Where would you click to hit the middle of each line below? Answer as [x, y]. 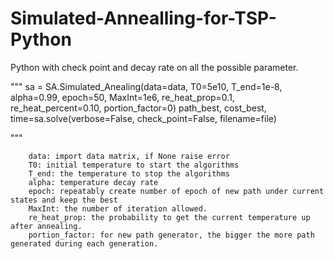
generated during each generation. [84, 243]
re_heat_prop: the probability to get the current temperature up [169, 217]
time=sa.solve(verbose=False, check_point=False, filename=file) [143, 118]
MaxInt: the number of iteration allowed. [118, 208]
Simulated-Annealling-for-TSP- [143, 18]
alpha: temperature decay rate [93, 182]
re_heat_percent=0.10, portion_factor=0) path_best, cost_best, [138, 108]
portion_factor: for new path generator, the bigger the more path [171, 235]
